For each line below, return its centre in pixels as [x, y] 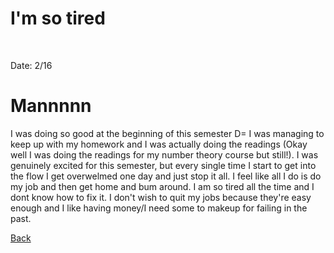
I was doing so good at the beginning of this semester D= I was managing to [167, 133]
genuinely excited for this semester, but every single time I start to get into [163, 165]
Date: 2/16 [31, 65]
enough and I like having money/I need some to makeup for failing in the [159, 208]
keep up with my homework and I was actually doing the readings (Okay [159, 144]
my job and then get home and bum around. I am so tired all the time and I [162, 186]
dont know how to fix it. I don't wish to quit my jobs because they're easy [161, 197]
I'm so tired [58, 18]
